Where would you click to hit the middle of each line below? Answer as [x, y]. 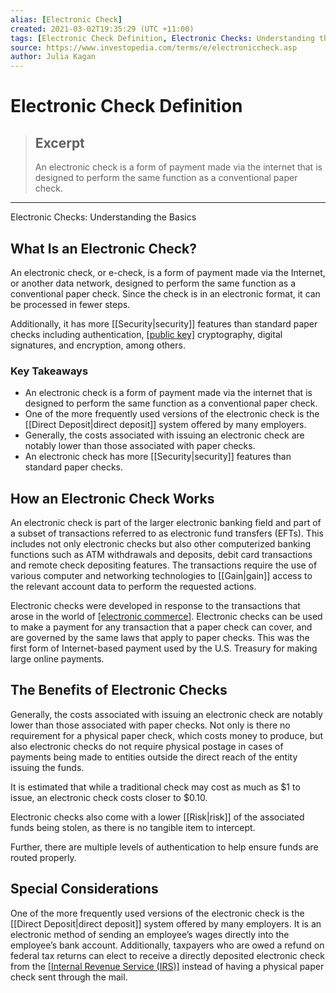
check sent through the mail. [69, 977]
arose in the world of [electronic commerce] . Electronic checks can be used [166, 617]
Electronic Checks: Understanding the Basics [103, 217]
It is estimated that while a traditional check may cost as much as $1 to [155, 787]
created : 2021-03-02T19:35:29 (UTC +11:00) [102, 29]
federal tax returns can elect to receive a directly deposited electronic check [167, 955]
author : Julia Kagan [53, 57]
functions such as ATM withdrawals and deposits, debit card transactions [161, 555]
